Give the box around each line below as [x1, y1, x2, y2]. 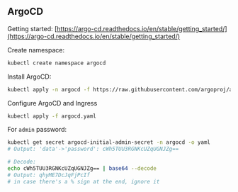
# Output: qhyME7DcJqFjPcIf [7, 171, 91, 179]
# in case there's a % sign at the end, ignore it [7, 178, 160, 185]
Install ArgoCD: [7, 72, 52, 81]
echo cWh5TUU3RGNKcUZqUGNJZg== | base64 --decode [7, 165, 157, 172]
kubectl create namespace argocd [7, 60, 106, 67]
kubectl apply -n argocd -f [7, 86, 91, 93]
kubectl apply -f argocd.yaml [7, 113, 97, 120]
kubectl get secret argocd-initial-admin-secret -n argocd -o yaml [7, 139, 211, 146]
